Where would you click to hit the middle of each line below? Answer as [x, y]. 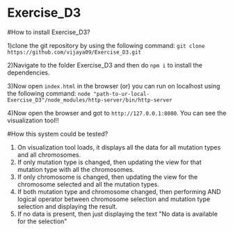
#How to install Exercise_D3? [49, 32]
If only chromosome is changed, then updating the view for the [107, 177]
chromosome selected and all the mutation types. [88, 184]
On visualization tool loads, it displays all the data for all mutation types [119, 147]
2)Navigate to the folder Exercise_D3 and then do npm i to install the [105, 65]
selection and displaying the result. [67, 206]
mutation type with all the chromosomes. [75, 169]
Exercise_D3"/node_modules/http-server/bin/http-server [90, 100]
